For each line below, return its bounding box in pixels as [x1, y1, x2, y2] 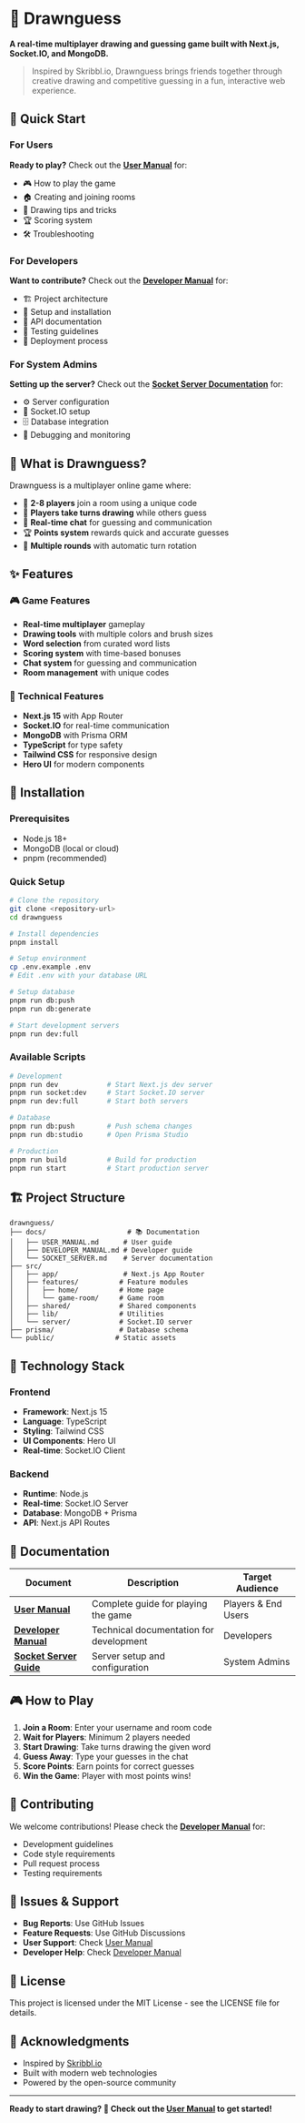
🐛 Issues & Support [9, 1894, 120, 1910]
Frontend [9, 1386, 51, 1398]
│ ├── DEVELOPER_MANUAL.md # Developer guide [9, 1246, 193, 1255]
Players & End [223, 1598, 283, 1610]
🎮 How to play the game [22, 178, 116, 188]
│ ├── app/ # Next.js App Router [9, 1270, 205, 1279]
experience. [31, 85, 77, 96]
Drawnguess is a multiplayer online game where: [9, 480, 192, 491]
